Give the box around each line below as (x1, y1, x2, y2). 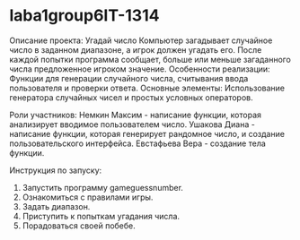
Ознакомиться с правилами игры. (22, 192, 154, 202)
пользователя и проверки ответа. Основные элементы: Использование (9, 82, 286, 93)
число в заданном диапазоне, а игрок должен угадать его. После (9, 44, 262, 55)
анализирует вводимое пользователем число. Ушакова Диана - (9, 118, 256, 130)
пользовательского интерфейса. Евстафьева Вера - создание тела (9, 138, 267, 149)
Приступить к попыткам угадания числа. (22, 210, 181, 221)
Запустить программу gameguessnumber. (22, 182, 184, 193)
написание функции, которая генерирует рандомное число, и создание (9, 128, 286, 139)
